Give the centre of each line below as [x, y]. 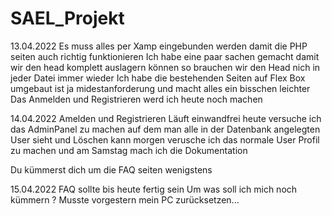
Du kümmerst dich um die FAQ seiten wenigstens [111, 169]
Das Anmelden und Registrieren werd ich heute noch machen [136, 99]
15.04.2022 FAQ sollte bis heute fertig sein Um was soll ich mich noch [154, 189]
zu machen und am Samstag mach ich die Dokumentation [129, 150]
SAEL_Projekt [67, 18]
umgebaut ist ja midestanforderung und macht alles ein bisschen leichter [160, 88]
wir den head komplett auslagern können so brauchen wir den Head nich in [165, 67]
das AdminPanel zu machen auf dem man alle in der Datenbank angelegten [165, 129]
